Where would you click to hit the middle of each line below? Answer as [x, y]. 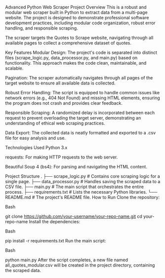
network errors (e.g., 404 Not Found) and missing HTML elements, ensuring [83, 98]
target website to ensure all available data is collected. [60, 83]
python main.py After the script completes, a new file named [67, 260]
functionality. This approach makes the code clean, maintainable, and [76, 63]
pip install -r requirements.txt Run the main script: [56, 241]
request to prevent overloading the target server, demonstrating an [73, 118]
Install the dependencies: [55, 221]
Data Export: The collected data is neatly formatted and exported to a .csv [81, 133]
